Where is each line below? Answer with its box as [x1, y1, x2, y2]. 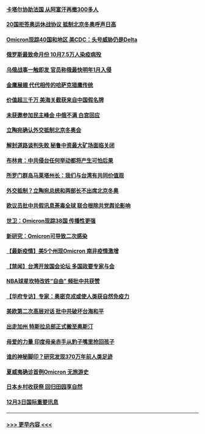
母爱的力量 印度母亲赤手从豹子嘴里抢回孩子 [6, 338, 115, 345]
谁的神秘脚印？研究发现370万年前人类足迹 [6, 353, 113, 360]
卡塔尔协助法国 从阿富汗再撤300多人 [6, 5, 99, 13]
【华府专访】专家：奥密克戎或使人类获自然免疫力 [6, 292, 129, 300]
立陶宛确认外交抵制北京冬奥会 [6, 126, 81, 134]
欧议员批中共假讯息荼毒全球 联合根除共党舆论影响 [6, 202, 131, 209]
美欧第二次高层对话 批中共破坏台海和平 [6, 308, 104, 315]
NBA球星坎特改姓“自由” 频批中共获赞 [6, 278, 100, 285]
